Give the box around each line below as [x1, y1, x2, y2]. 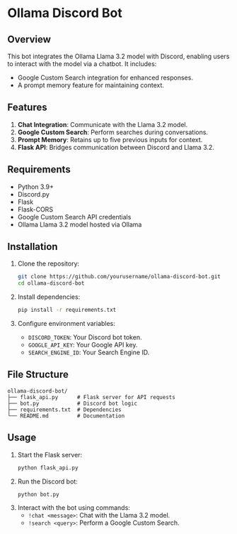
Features [7, 102, 47, 114]
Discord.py [17, 190, 50, 198]
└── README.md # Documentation [7, 412, 125, 420]
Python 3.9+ [17, 182, 54, 191]
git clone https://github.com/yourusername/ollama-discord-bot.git [17, 273, 221, 280]
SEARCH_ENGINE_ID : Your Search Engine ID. [28, 348, 150, 356]
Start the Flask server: [17, 450, 83, 459]
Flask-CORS [17, 205, 54, 214]
